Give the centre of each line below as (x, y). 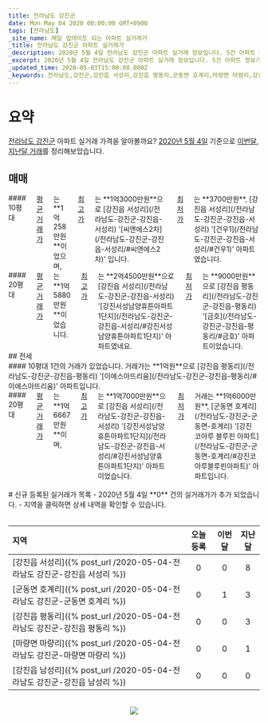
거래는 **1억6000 (222, 396)
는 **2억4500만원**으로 (136, 276)
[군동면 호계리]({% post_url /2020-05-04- (93, 589)
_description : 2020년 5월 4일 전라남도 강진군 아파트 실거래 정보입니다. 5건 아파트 (132, 53)
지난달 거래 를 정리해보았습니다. (57, 151)
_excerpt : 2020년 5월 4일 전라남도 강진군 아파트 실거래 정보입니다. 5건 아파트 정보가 (135, 61)
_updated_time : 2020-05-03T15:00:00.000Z (78, 68)
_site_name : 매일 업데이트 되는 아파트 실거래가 (78, 38)
